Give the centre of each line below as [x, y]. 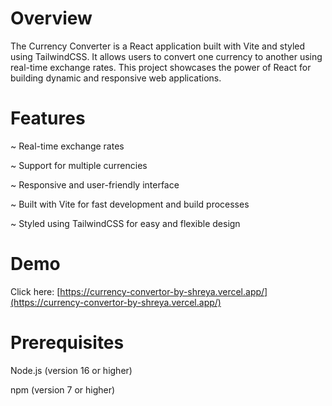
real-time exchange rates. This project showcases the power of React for [161, 67]
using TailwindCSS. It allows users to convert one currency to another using [166, 56]
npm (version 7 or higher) [63, 389]
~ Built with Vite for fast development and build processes [130, 204]
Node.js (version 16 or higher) [71, 370]
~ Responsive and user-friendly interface [95, 184]
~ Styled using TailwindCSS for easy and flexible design [125, 223]
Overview [51, 18]
